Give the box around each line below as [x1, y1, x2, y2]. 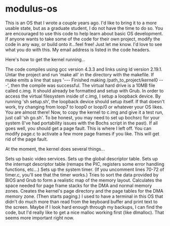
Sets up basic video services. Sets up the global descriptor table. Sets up [5, 155, 158, 162]
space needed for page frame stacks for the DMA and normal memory [5, 183, 152, 189]
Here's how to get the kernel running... [5, 56, 86, 62]
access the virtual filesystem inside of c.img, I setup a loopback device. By [5, 93, 161, 99]
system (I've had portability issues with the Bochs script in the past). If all [5, 120, 158, 126]
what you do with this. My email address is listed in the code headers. [5, 47, 151, 53]
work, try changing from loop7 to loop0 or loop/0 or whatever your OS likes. [5, 104, 163, 110]
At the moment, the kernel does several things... [5, 146, 105, 152]
